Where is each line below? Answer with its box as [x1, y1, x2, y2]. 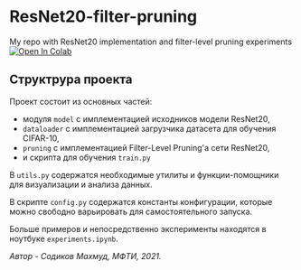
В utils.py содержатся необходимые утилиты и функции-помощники [9, 169, 279, 180]
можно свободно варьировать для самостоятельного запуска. [9, 206, 253, 217]
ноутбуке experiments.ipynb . [9, 233, 119, 244]
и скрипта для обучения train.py [22, 152, 151, 163]
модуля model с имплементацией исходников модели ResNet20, [22, 113, 270, 124]
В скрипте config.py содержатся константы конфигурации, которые [9, 196, 273, 207]
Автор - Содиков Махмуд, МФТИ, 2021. [9, 250, 162, 261]
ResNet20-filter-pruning [9, 6, 198, 27]
